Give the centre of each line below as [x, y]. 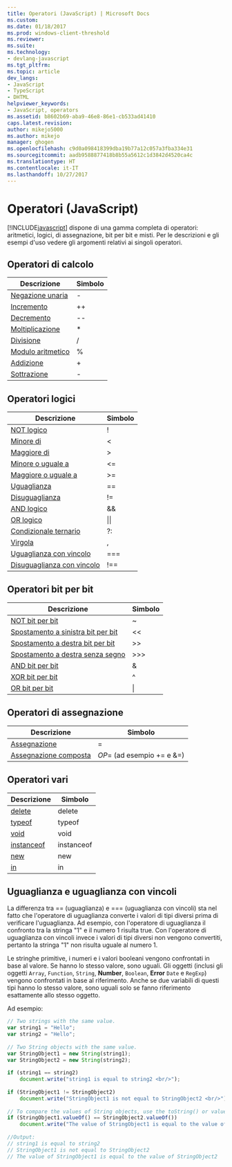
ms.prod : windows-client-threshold [58, 33]
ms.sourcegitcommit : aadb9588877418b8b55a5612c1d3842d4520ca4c [100, 155]
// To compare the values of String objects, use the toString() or [108, 1112]
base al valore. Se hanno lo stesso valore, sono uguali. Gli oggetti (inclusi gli [115, 966]
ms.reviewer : [26, 39]
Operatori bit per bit [50, 589]
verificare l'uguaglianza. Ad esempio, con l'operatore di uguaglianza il [106, 923]
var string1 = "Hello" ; [41, 1028]
